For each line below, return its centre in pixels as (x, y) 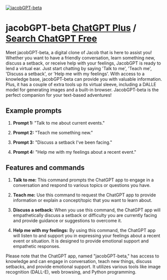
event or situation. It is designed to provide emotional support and (81, 241)
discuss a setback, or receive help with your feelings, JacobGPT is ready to (83, 63)
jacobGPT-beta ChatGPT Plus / (71, 28)
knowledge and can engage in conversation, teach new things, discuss (79, 261)
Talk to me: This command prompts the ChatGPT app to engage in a (83, 180)
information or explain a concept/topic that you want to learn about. (82, 200)
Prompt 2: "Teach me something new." (53, 132)
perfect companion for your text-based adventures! (59, 95)
